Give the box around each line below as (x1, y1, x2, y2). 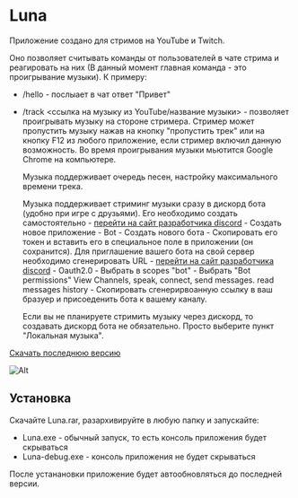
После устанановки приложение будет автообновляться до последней (9, 468, 283, 479)
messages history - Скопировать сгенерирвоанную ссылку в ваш (22, 284, 274, 294)
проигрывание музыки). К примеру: (9, 71, 147, 82)
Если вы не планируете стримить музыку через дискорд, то (22, 310, 254, 321)
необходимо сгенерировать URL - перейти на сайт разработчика (22, 255, 275, 266)
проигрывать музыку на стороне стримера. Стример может (22, 116, 255, 127)
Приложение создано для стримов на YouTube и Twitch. (9, 35, 225, 46)
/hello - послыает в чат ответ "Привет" (22, 89, 171, 100)
